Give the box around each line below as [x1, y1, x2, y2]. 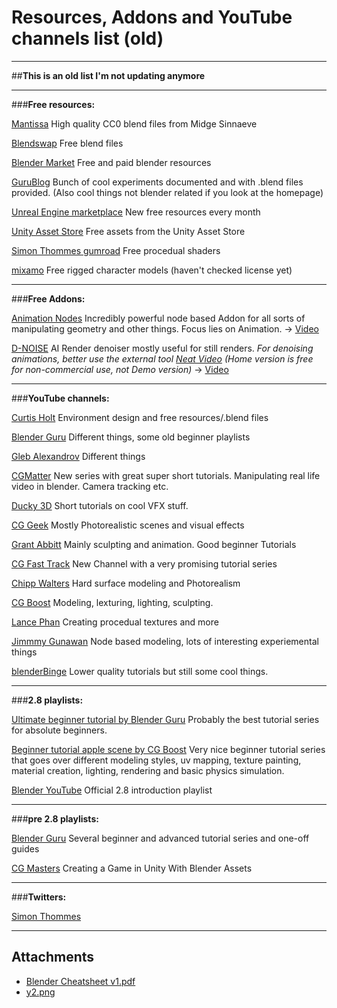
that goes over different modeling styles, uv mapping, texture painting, [11, 754, 302, 766]
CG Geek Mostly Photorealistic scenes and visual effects [11, 519, 245, 531]
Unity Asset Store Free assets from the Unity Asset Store [11, 225, 246, 237]
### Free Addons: [11, 292, 86, 305]
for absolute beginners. [11, 724, 108, 736]
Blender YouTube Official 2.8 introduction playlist [11, 784, 213, 796]
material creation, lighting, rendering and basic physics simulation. [11, 764, 285, 776]
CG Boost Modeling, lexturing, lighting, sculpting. [11, 596, 214, 608]
